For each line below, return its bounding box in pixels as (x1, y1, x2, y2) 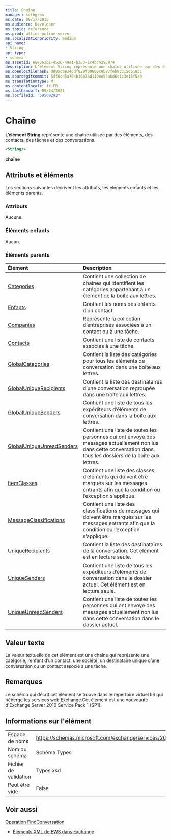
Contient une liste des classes (83, 467, 155, 474)
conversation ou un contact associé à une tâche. (5, 663, 108, 669)
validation (8, 773, 32, 780)
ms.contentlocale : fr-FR (5, 83, 58, 88)
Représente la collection (83, 315, 141, 322)
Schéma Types (36, 749, 72, 756)
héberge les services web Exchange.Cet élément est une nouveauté (5, 697, 148, 703)
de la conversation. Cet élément (83, 547, 159, 554)
